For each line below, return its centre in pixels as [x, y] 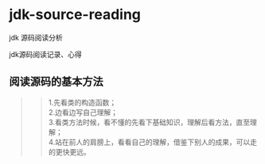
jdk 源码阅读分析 [36, 37]
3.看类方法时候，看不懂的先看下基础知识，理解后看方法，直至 [149, 122]
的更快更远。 [69, 151]
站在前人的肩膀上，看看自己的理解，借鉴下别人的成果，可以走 [156, 142]
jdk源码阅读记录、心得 [45, 54]
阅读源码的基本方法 [56, 82]
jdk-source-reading [75, 15]
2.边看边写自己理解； [83, 112]
